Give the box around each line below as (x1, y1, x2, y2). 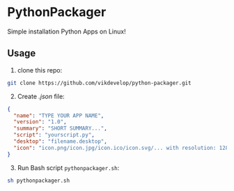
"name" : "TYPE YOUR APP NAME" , (13, 112, 104, 119)
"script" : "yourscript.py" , (13, 132, 95, 139)
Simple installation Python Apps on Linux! (7, 27, 127, 36)
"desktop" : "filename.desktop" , (13, 138, 108, 145)
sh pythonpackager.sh (7, 177, 70, 184)
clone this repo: (17, 66, 63, 74)
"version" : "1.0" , (13, 119, 68, 125)
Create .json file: (17, 92, 65, 100)
